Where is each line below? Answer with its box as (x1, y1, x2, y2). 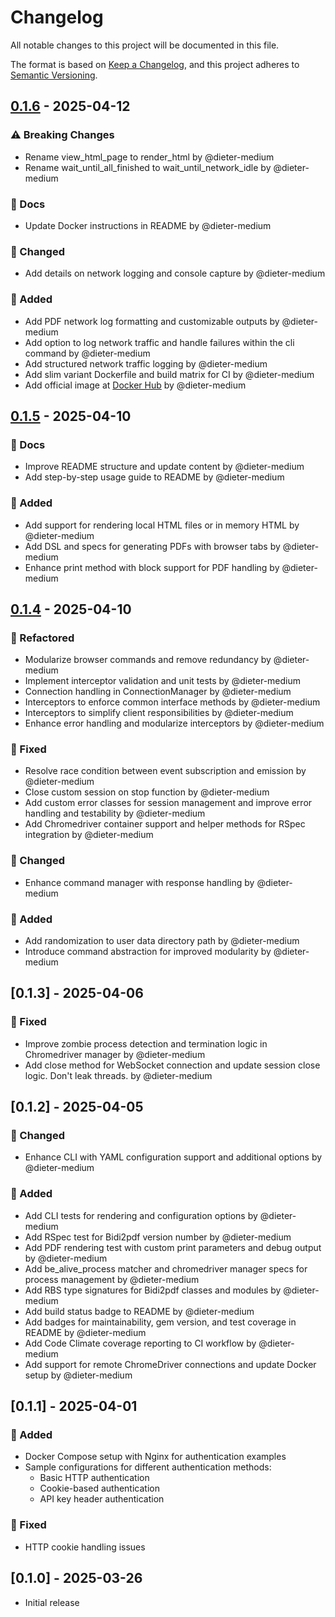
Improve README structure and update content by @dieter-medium (24, 461, 305, 473)
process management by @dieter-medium (24, 1273, 200, 1285)
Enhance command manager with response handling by (24, 876, 255, 888)
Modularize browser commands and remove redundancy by (24, 654, 272, 666)
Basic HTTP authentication (39, 1472, 150, 1484)
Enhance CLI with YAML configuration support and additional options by (24, 1151, 323, 1163)
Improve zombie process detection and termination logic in (24, 1037, 268, 1050)
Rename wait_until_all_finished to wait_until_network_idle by (24, 161, 272, 173)
